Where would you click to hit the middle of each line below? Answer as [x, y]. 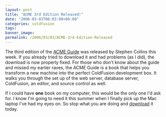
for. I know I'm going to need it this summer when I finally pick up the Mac [81, 98]
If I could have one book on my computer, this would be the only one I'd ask [83, 93]
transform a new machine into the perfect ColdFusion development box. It [81, 73]
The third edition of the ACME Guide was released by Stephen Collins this [81, 52]
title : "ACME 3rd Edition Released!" [44, 14]
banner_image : [20, 33]
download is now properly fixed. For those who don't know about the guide [82, 62]
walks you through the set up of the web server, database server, [72, 78]
